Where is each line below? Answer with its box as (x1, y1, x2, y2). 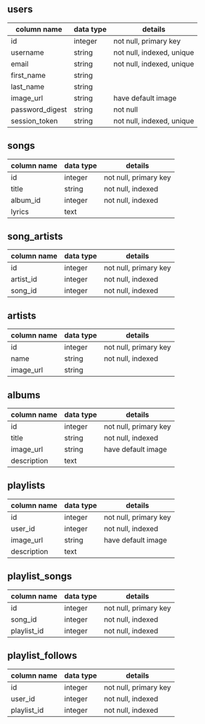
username (11, 47, 44, 57)
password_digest (11, 105, 67, 114)
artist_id (11, 274, 37, 284)
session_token (11, 116, 58, 126)
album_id (11, 195, 41, 205)
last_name (11, 81, 45, 91)
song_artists (7, 231, 63, 243)
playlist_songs (7, 570, 72, 582)
